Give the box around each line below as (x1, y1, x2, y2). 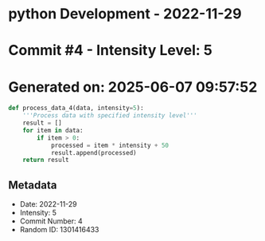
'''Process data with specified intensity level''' (22, 112, 197, 120)
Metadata (8, 178, 57, 192)
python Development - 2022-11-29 (8, 5, 242, 23)
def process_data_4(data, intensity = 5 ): (8, 105, 145, 113)
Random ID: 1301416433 (19, 225, 99, 235)
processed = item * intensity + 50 (50, 141, 170, 149)
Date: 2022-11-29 (19, 200, 77, 209)
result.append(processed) (50, 148, 137, 156)
